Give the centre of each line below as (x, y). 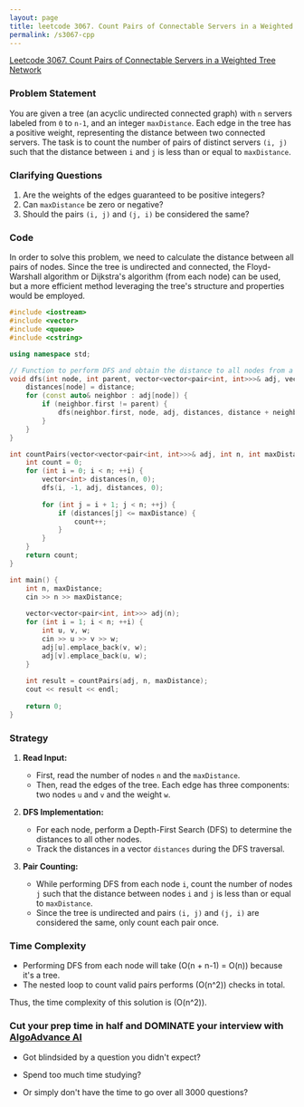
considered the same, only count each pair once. (127, 922)
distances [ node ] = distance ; (81, 387)
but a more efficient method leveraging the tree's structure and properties (147, 286)
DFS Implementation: (63, 812)
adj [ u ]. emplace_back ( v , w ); (95, 647)
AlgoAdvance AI (46, 1037)
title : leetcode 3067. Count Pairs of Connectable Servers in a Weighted (152, 26)
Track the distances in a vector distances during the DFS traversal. (160, 849)
